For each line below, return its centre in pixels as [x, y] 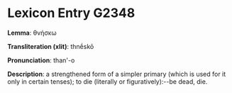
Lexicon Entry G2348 [71, 13]
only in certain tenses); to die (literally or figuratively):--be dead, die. [107, 81]
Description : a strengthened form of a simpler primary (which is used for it [117, 74]
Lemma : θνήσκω [32, 33]
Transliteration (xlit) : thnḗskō [51, 46]
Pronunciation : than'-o [41, 60]
